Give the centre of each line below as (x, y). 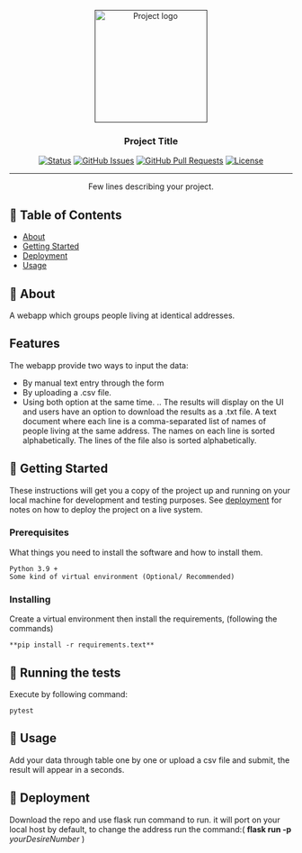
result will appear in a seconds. (67, 769)
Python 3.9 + (34, 568)
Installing (30, 599)
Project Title (151, 141)
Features (35, 344)
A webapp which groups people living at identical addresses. (122, 315)
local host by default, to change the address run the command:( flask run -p (151, 829)
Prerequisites (39, 532)
